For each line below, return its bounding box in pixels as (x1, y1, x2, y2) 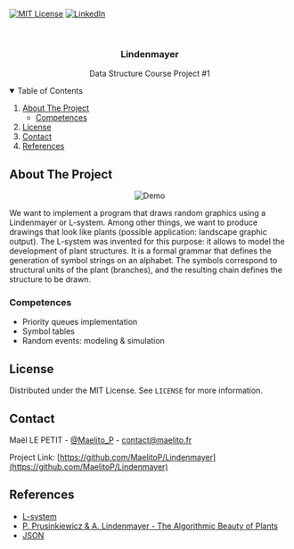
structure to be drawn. (9, 274, 92, 285)
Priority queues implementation (21, 317, 138, 328)
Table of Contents (17, 86, 83, 96)
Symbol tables (21, 326, 76, 337)
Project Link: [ (9, 452, 61, 463)
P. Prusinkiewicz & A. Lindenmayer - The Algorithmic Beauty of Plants (21, 520, 279, 531)
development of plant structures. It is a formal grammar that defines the (9, 245, 272, 256)
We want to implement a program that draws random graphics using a (9, 208, 266, 219)
